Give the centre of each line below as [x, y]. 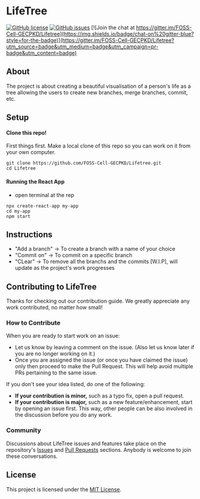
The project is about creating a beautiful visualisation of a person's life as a [99, 86]
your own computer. [31, 152]
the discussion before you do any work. [63, 415]
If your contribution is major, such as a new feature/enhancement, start [104, 402]
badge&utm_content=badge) [41, 53]
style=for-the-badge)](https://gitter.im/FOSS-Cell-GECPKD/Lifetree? [90, 40]
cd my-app [19, 211]
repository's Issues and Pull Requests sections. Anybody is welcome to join [99, 449]
